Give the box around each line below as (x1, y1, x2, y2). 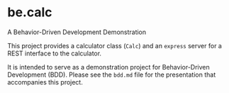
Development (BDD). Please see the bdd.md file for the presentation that (7, 70, 216, 79)
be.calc (7, 4, 52, 21)
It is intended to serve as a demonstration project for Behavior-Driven (7, 62, 211, 71)
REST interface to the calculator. (7, 49, 101, 58)
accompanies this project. (7, 77, 83, 86)
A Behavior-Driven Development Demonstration (7, 28, 147, 36)
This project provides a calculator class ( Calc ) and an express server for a (7, 41, 222, 50)
